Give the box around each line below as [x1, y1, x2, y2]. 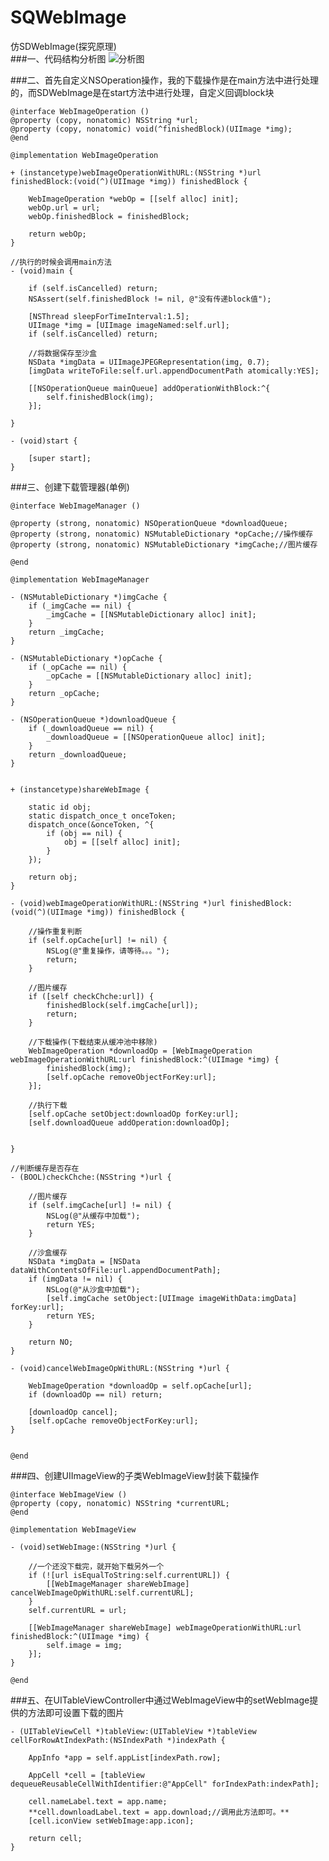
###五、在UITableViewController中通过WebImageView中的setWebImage [10, 1694, 310, 1706]
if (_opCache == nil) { [28, 662, 128, 672]
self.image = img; [46, 1640, 123, 1650]
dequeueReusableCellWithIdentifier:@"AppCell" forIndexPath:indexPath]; [10, 1779, 320, 1789]
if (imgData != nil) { [28, 1274, 123, 1284]
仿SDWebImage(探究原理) [10, 40, 117, 52]
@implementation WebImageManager [10, 574, 150, 585]
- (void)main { [10, 266, 74, 276]
